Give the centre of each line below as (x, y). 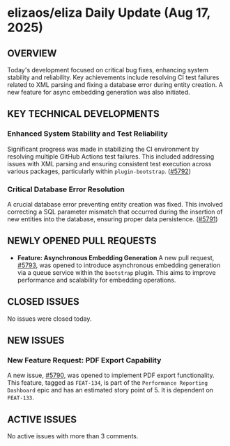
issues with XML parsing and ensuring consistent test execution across (109, 164)
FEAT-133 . (21, 397)
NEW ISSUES (36, 340)
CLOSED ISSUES (43, 302)
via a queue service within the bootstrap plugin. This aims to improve (116, 272)
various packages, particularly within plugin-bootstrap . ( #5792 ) (99, 171)
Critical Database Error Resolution (66, 189)
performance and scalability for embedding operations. (97, 280)
